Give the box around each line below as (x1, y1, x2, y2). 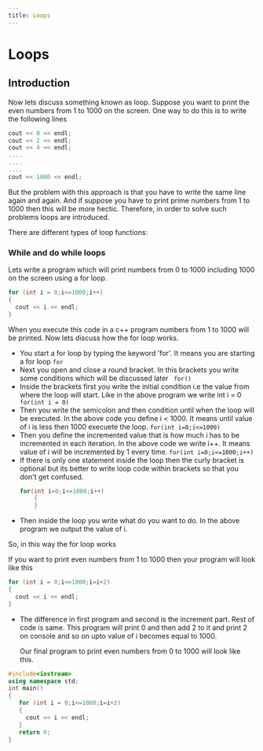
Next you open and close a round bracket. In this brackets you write (19, 365, 239, 374)
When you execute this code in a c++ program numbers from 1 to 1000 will (8, 324, 250, 334)
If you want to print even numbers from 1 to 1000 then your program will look (8, 555, 256, 564)
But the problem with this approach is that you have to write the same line (8, 187, 247, 196)
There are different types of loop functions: (8, 227, 148, 236)
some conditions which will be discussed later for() (19, 373, 192, 383)
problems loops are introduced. (8, 212, 110, 222)
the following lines (8, 114, 68, 123)
